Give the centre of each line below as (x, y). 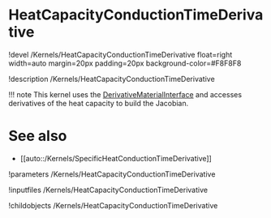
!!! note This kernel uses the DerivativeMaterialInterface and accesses (125, 94)
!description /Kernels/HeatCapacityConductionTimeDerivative (112, 79)
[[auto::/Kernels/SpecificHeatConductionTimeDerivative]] (116, 158)
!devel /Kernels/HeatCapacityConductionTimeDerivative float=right (120, 54)
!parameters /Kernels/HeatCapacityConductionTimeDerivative (112, 174)
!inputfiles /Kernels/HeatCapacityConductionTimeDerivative (108, 190)
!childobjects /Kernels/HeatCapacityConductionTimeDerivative (113, 205)
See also (38, 136)
